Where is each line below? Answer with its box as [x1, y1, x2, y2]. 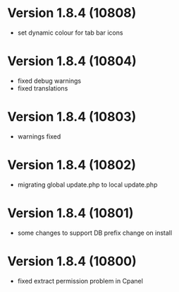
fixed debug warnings [17, 76, 82, 85]
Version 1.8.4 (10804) [7, 53, 137, 69]
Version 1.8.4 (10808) [7, 5, 137, 21]
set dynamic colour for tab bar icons [17, 28, 123, 37]
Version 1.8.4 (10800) [7, 253, 137, 269]
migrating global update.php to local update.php [17, 180, 158, 189]
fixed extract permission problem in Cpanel [17, 276, 143, 285]
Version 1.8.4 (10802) [7, 157, 136, 173]
